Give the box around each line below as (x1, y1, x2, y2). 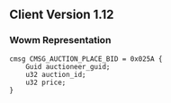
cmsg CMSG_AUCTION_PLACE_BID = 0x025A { (9, 54, 164, 64)
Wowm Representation (9, 34, 112, 47)
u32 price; (25, 78, 67, 87)
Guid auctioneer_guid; (25, 62, 111, 71)
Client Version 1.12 (9, 7, 114, 22)
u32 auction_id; (25, 70, 87, 79)
